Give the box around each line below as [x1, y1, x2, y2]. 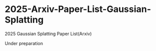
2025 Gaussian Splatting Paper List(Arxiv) [5, 30, 92, 36]
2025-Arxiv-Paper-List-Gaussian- [5, 3, 151, 15]
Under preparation [5, 40, 43, 46]
